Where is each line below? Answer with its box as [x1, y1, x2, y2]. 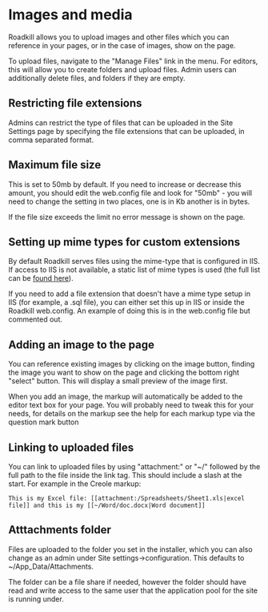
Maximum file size [8, 158, 102, 172]
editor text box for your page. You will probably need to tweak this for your [8, 400, 254, 410]
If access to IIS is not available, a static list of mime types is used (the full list [8, 265, 261, 274]
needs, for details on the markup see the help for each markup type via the [8, 409, 256, 419]
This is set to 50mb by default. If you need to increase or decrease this [8, 179, 242, 189]
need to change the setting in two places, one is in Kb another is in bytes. [8, 197, 250, 206]
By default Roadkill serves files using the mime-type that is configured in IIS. [8, 257, 260, 266]
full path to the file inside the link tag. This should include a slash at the [8, 471, 242, 480]
